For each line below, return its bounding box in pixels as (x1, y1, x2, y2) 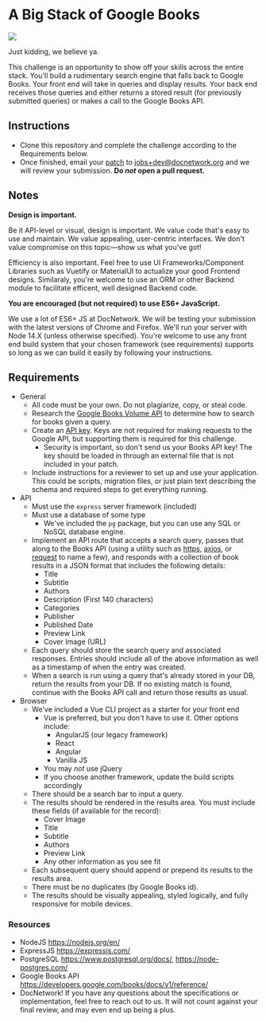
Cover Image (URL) (43, 637, 106, 646)
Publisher (43, 611, 75, 622)
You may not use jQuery (43, 764, 123, 774)
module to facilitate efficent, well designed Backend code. (8, 283, 199, 292)
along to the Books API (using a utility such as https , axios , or (31, 544, 233, 554)
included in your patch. (43, 459, 119, 469)
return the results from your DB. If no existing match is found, (31, 679, 233, 689)
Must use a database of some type (31, 510, 146, 520)
